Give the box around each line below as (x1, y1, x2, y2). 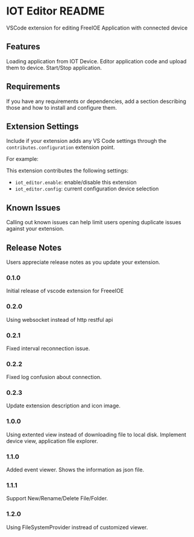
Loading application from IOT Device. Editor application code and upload (6, 57, 187, 64)
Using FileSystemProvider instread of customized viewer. (6, 523, 148, 531)
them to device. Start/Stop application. (6, 64, 102, 71)
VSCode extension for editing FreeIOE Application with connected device (6, 24, 188, 31)
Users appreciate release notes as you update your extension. (6, 259, 161, 266)
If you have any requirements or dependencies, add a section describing (6, 98, 187, 105)
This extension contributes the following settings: (6, 167, 128, 174)
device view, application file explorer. (6, 437, 98, 444)
